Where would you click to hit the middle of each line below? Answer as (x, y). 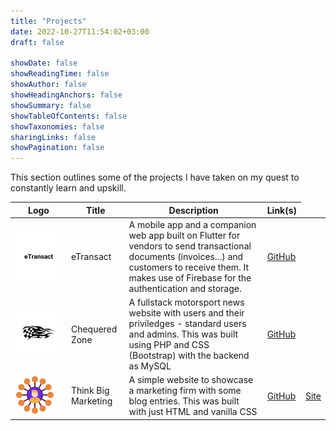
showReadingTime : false (60, 74)
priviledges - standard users (187, 324)
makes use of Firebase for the (190, 277)
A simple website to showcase (191, 380)
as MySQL (150, 366)
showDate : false (44, 63)
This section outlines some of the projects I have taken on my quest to (155, 177)
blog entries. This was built (184, 401)
